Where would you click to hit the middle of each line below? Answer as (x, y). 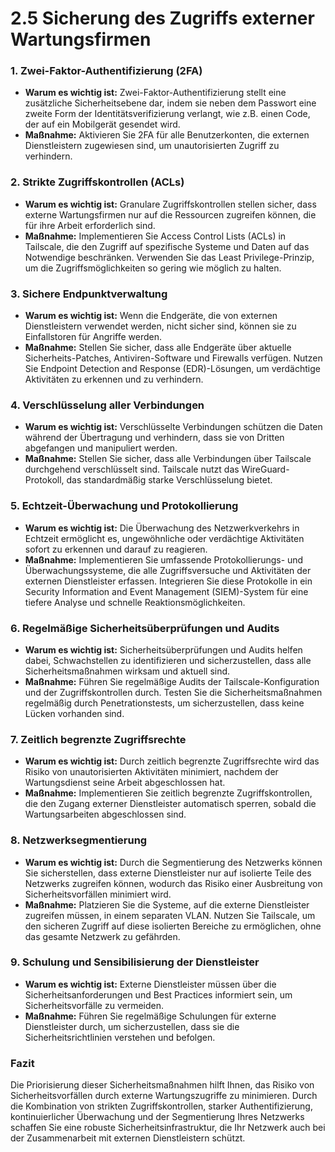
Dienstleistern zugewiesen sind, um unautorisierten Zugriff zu (152, 146)
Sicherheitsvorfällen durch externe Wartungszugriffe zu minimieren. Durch (164, 1096)
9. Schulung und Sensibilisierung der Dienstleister (135, 962)
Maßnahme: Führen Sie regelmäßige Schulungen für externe (150, 1016)
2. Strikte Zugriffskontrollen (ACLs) (97, 182)
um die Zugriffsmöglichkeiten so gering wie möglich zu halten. (153, 268)
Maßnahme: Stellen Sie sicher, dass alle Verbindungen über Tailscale (168, 459)
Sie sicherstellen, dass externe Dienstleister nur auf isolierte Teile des (168, 873)
